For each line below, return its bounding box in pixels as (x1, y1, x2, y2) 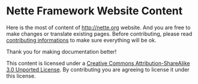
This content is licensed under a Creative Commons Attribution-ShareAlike (6, 60, 190, 67)
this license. (6, 72, 36, 79)
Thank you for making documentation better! (6, 48, 117, 55)
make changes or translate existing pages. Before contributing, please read (6, 30, 193, 37)
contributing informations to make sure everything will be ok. (6, 36, 157, 43)
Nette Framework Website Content (6, 4, 183, 18)
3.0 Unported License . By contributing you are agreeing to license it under (6, 66, 190, 73)
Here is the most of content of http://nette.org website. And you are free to (6, 24, 191, 31)
